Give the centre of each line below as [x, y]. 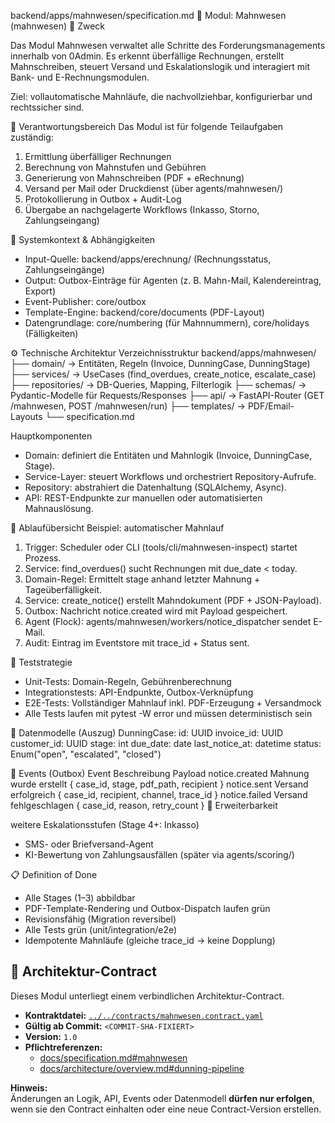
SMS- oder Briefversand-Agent [89, 844]
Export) [40, 291]
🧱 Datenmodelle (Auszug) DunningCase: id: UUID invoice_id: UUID [147, 733]
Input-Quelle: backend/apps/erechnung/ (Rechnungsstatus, [148, 259]
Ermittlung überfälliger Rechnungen [98, 156]
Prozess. [43, 558]
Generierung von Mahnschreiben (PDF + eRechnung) [134, 178]
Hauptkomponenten [51, 436]
